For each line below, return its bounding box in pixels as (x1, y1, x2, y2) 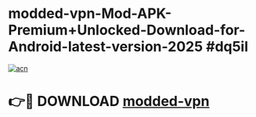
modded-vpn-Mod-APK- (8, 5, 172, 23)
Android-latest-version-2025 (8, 38, 204, 55)
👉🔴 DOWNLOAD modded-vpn (8, 93, 210, 110)
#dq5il (206, 38, 249, 55)
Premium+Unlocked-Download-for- (8, 21, 246, 39)
